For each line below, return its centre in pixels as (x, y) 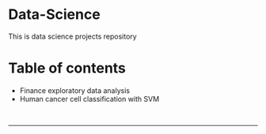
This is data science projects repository (72, 36)
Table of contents (67, 68)
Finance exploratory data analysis (75, 91)
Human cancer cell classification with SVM (89, 99)
